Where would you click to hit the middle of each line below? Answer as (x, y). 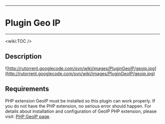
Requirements (27, 89)
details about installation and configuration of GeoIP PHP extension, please (81, 111)
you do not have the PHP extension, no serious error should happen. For (78, 106)
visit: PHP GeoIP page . (28, 116)
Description (23, 57)
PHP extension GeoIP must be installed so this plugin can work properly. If (80, 100)
